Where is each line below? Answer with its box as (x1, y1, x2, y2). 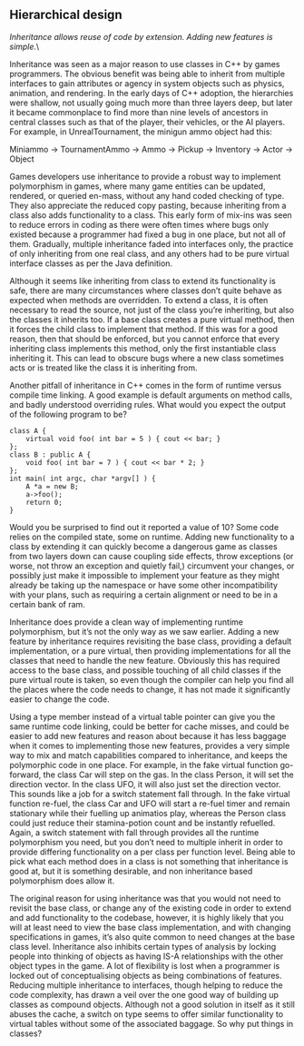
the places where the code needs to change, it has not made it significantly (9, 684, 290, 695)
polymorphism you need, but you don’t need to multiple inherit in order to (9, 836, 283, 847)
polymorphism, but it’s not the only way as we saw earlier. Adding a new (9, 626, 279, 636)
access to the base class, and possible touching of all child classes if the (9, 665, 281, 676)
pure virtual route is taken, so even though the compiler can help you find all (9, 674, 295, 685)
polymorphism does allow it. (9, 875, 115, 886)
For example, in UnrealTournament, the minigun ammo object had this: (9, 126, 272, 137)
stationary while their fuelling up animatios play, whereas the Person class (9, 807, 287, 818)
